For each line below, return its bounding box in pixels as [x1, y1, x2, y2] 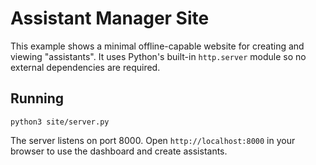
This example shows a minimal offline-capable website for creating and [10, 40, 305, 52]
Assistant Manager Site [10, 7, 210, 30]
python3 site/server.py [10, 117, 110, 127]
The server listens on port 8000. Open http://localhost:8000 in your [10, 134, 296, 146]
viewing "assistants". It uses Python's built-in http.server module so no [10, 50, 307, 62]
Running [10, 90, 65, 107]
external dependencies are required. [10, 61, 161, 73]
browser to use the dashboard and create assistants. [10, 145, 228, 157]
